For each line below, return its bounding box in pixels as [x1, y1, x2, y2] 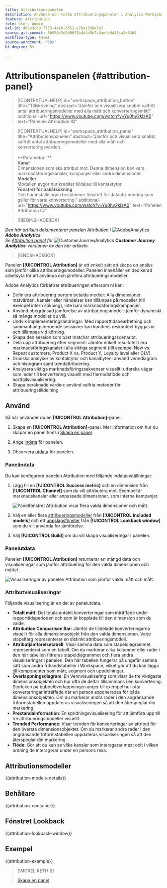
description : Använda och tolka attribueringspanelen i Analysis [5, 12, 143, 17]
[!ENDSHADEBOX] [17, 252, 55, 258]
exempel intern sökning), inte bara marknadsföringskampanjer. [12, 302, 141, 308]
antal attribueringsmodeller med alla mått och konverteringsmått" [17, 108, 151, 114]
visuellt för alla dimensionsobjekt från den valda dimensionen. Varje [12, 631, 151, 637]
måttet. [5, 566, 20, 573]
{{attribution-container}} [5, 802, 55, 808]
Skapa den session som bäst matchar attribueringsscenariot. [12, 334, 137, 340]
